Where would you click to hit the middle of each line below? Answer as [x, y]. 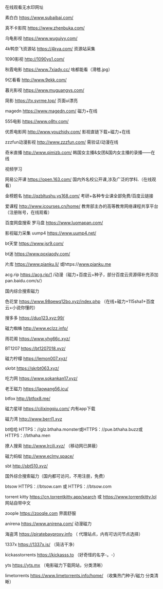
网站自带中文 [18, 503]
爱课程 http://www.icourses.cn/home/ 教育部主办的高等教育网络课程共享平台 [82, 206]
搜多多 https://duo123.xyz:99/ [35, 318]
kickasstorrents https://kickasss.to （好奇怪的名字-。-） [61, 555]
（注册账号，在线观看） [28, 212]
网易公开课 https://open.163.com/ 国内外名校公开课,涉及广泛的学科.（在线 [79, 179]
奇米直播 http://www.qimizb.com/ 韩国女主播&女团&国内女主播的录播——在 [80, 152]
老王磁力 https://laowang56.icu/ [37, 389]
